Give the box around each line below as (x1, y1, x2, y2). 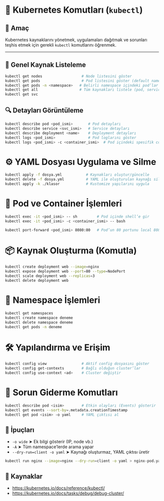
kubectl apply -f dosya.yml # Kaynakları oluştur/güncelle (5, 172, 150, 178)
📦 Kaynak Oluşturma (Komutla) (5, 245, 137, 256)
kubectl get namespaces (5, 311, 54, 316)
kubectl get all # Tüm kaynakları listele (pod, (5, 88, 145, 92)
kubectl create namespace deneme (5, 315, 73, 320)
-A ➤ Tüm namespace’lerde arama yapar (12, 444, 94, 450)
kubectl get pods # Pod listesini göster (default (5, 78, 150, 83)
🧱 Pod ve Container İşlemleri (5, 198, 122, 209)
